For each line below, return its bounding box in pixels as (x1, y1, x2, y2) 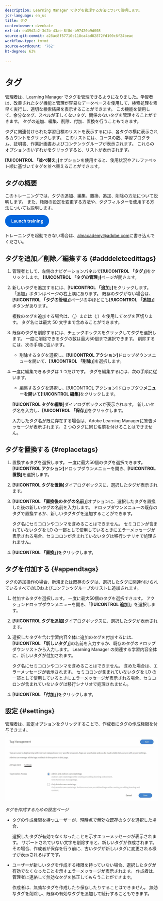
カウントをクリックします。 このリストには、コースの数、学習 (9, 135, 133, 141)
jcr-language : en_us (5, 13, 47, 18)
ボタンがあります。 (12, 303, 50, 309)
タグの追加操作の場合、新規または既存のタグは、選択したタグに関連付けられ (5, 579, 158, 585)
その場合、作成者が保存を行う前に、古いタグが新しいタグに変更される (12, 846, 153, 851)
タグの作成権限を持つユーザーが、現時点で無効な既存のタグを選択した (12, 817, 153, 823)
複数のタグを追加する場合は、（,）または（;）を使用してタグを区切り (12, 313, 149, 319)
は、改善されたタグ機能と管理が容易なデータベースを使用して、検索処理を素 (5, 100, 158, 106)
